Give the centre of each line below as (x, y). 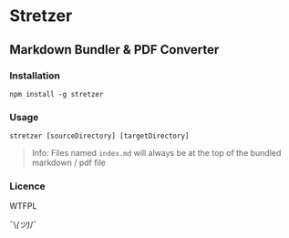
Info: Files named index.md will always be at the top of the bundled (156, 153)
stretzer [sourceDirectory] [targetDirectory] (99, 136)
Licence (27, 186)
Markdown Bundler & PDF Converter (114, 50)
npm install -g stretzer (57, 94)
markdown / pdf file (69, 163)
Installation (35, 76)
